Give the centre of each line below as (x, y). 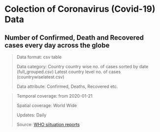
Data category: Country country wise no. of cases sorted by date (82, 66)
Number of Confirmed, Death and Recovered (74, 38)
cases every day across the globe (57, 45)
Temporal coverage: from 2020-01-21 (54, 96)
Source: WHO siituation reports (48, 124)
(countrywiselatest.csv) (40, 77)
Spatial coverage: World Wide (47, 106)
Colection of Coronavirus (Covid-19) (80, 9)
